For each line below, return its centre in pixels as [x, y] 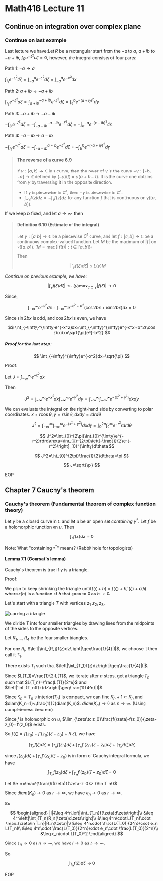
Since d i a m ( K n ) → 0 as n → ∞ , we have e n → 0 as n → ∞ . [63, 793]
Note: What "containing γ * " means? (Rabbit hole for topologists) [69, 547]
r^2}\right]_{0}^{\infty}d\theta [78, 446]
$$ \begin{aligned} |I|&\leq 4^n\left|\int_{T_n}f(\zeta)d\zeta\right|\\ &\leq [82, 813]
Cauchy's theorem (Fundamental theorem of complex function [81, 504]
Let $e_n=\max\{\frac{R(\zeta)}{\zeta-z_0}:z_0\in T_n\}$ [61, 783]
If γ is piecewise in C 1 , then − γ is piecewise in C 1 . [73, 192]
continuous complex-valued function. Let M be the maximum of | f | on [87, 242]
